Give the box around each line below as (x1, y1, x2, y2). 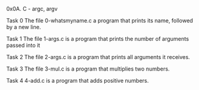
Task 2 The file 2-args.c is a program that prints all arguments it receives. (6, 54, 190, 60)
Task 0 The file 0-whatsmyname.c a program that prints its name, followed (6, 17, 194, 24)
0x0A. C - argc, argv (6, 5, 58, 12)
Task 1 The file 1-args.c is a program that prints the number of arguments (6, 35, 189, 42)
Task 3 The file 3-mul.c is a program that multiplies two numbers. (6, 65, 170, 72)
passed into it (6, 42, 41, 49)
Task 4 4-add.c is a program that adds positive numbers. (6, 77, 149, 84)
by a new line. (6, 24, 41, 30)
